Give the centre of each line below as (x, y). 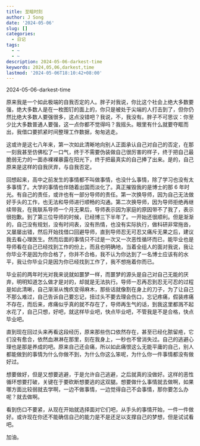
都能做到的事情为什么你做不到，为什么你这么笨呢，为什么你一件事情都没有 (97, 354)
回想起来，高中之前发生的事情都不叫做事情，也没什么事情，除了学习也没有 (97, 180)
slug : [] (17, 28)
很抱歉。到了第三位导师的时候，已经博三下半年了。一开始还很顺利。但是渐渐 (100, 217)
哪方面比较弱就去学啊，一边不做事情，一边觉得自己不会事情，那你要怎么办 (97, 389)
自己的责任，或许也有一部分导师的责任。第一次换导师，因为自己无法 (105, 195)
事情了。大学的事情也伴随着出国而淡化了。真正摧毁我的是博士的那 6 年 (98, 187)
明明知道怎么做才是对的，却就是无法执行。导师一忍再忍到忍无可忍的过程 (105, 282)
